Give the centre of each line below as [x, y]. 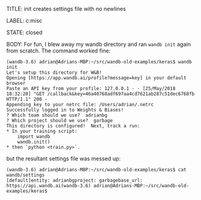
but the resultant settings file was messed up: [63, 159]
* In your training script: [42, 131]
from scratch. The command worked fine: [58, 51]
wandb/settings [26, 175]
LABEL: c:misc [24, 20]
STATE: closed [24, 32]
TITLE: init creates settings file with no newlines [66, 9]
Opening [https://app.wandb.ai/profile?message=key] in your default [97, 78]
